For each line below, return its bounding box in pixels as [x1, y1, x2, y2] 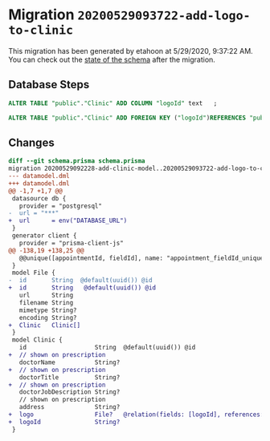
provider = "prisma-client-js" [18, 239, 125, 247]
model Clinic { [11, 336, 63, 344]
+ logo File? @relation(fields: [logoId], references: [8, 411, 264, 419]
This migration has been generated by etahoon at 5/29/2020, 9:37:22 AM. [8, 46, 253, 55]
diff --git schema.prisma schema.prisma [8, 157, 146, 165]
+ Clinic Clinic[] [8, 321, 81, 330]
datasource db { [11, 194, 67, 202]
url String [18, 291, 74, 300]
